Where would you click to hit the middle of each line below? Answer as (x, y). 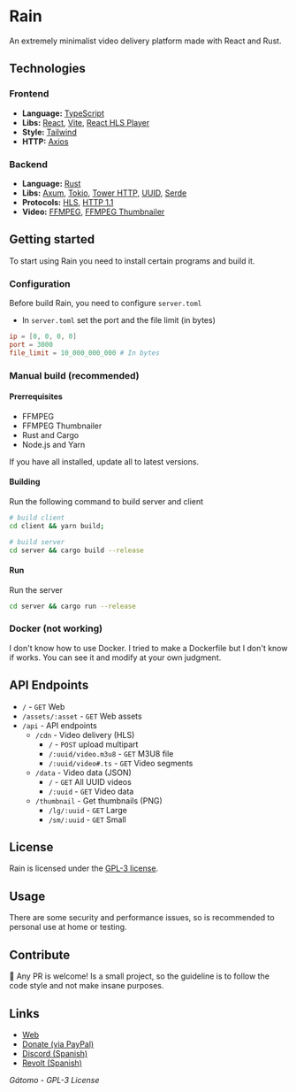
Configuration (40, 283)
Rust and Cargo (50, 434)
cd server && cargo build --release (76, 550)
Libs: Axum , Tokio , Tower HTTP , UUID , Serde (104, 193)
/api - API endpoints (59, 725)
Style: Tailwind (49, 132)
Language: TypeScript (63, 113)
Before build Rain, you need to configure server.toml (106, 304)
